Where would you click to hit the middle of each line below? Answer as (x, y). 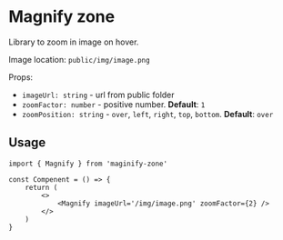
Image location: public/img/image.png (80, 59)
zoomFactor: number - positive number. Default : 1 (113, 104)
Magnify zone (62, 17)
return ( (41, 187)
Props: (21, 77)
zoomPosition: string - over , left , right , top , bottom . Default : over (147, 114)
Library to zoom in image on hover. (74, 42)
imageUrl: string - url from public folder (98, 95)
